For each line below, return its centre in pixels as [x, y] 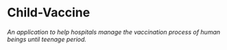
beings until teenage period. [47, 39]
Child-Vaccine [49, 13]
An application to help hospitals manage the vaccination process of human [114, 32]
